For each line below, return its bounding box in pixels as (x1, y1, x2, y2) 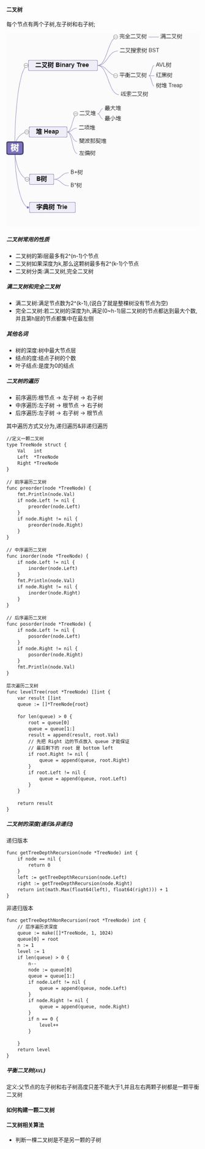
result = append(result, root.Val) (28, 732, 119, 738)
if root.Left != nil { (28, 769, 86, 776)
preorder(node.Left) (28, 504, 81, 510)
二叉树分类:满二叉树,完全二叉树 (15, 268, 94, 275)
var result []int (17, 695, 62, 701)
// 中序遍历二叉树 (6, 547, 47, 553)
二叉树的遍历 (6, 377, 39, 384)
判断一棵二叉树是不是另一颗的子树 (15, 1136, 102, 1143)
